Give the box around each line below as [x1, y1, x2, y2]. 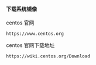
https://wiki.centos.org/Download [6, 53, 91, 59]
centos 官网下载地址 [6, 42, 55, 49]
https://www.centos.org [6, 31, 64, 37]
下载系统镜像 [6, 5, 37, 12]
